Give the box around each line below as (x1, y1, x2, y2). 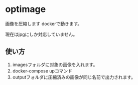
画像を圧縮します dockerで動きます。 (5, 20, 82, 26)
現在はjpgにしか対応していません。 (5, 31, 78, 37)
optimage (5, 3, 46, 15)
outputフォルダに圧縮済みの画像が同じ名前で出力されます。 (12, 74, 136, 80)
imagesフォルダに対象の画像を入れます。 (12, 61, 98, 67)
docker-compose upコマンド (12, 67, 73, 73)
